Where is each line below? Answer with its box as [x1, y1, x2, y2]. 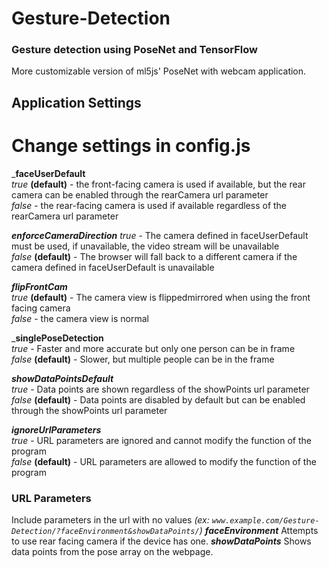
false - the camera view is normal [11, 312, 149, 324]
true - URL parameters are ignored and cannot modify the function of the [11, 434, 312, 446]
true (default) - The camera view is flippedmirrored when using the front [11, 291, 311, 303]
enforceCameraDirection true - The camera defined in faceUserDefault [11, 229, 309, 241]
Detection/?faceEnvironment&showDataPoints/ [11, 527, 200, 537]
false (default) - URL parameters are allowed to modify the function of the [11, 455, 317, 467]
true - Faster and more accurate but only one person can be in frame [11, 342, 296, 354]
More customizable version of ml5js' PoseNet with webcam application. [11, 65, 307, 77]
